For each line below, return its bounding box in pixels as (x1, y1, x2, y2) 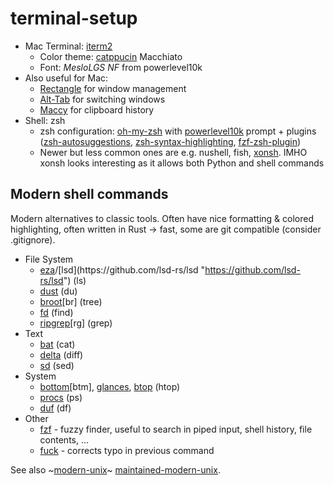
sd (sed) (39, 359, 75, 371)
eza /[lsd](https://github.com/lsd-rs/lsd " (39, 263, 206, 276)
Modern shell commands (10, 186, 169, 203)
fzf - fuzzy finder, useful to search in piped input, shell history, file (39, 423, 313, 435)
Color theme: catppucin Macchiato (39, 50, 183, 62)
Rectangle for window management (39, 82, 187, 94)
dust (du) (39, 285, 78, 297)
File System (24, 253, 74, 265)
